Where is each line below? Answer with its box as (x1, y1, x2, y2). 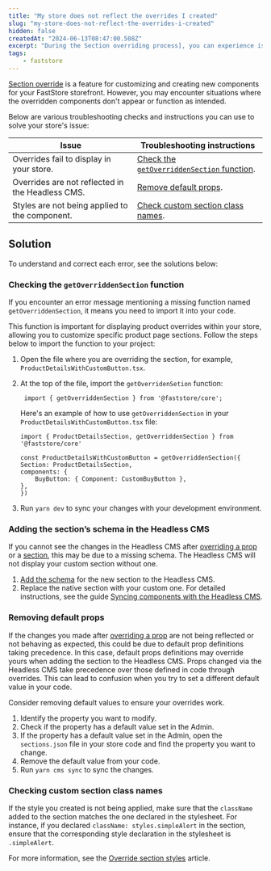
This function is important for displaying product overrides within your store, (8, 321, 262, 331)
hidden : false (8, 27, 56, 35)
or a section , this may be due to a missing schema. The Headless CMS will (8, 550, 256, 560)
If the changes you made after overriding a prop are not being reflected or (8, 630, 254, 640)
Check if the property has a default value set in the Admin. (19, 722, 215, 731)
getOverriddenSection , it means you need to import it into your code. (8, 305, 236, 315)
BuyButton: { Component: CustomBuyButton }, (35, 474, 187, 483)
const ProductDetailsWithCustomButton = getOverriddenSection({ (19, 453, 241, 461)
